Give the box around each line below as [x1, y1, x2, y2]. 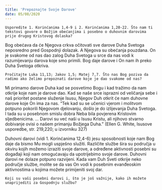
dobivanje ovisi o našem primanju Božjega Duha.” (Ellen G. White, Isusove [5, 121, 152, 127]
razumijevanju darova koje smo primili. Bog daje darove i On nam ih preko [5, 57, 152, 63]
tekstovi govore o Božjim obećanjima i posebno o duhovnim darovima [5, 29, 146, 34]
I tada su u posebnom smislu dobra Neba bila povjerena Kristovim [5, 110, 137, 117]
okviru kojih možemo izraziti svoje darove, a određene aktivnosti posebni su [5, 146, 157, 152]
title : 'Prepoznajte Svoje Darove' [5, 7, 77, 12]
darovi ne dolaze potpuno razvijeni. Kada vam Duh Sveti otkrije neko [5, 156, 142, 162]
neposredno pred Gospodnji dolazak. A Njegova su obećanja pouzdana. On [5, 47, 156, 53]
